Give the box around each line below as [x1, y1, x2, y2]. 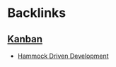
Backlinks [7, 5, 66, 21]
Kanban [7, 33, 43, 45]
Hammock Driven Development [17, 51, 109, 60]
